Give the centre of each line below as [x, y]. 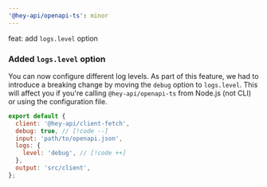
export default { [37, 116]
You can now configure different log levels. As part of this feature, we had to [133, 76]
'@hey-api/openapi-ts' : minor [59, 16]
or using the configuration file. [58, 101]
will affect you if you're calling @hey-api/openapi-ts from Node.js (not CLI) [130, 93]
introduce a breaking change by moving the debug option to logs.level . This [133, 84]
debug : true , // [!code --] [62, 131]
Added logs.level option [57, 59]
